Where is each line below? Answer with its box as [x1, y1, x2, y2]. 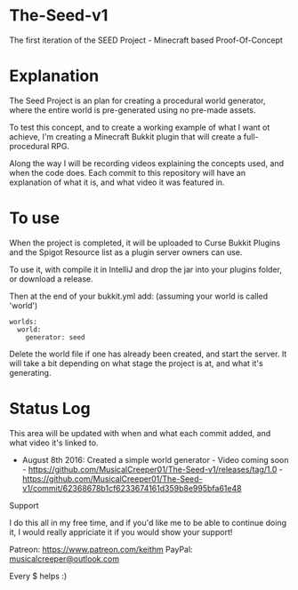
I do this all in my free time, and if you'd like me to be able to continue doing [9, 517, 287, 528]
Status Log [9, 399, 91, 419]
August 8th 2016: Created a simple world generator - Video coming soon [21, 454, 289, 465]
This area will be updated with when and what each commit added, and [9, 427, 271, 438]
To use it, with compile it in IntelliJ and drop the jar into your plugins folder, [9, 264, 283, 275]
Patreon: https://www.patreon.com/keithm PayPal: [9, 544, 193, 554]
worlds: [9, 317, 38, 326]
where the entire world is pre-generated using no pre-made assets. [9, 104, 256, 116]
